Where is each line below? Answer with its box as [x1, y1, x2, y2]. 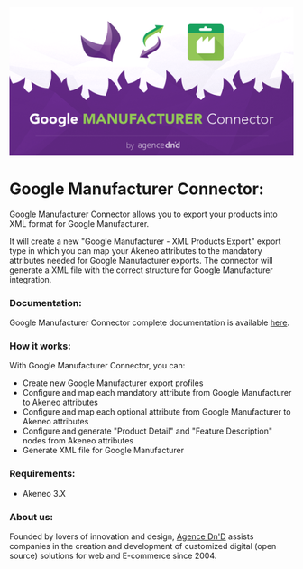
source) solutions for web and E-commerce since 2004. [9, 550, 217, 561]
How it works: [9, 340, 71, 352]
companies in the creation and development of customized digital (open [9, 540, 277, 551]
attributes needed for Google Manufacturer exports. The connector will [9, 255, 273, 266]
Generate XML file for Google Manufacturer [22, 445, 185, 456]
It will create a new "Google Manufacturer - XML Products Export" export [9, 236, 281, 247]
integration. [9, 274, 52, 284]
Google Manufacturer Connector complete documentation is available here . [9, 317, 290, 328]
